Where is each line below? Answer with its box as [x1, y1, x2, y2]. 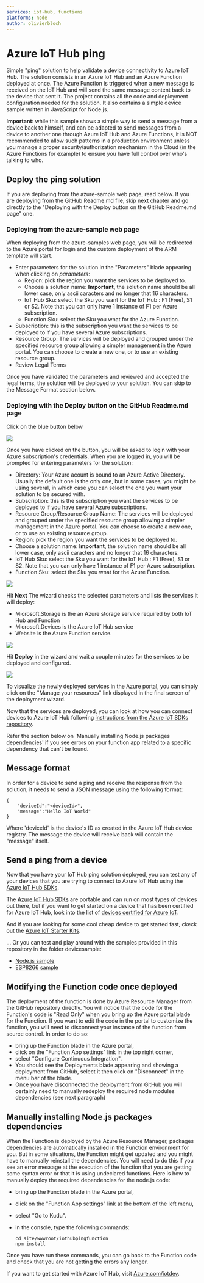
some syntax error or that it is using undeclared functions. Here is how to [6, 1169, 190, 1177]
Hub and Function [15, 616, 60, 624]
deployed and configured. [6, 659, 71, 667]
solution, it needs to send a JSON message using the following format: [6, 786, 183, 793]
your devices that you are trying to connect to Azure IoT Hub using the [6, 877, 183, 885]
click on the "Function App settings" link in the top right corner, [15, 1048, 174, 1056]
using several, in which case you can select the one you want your [15, 484, 183, 491]
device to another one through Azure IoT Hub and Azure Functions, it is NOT [6, 131, 198, 138]
